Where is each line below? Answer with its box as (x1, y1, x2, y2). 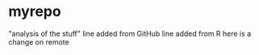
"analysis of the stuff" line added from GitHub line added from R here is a (8, 29, 252, 38)
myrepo (8, 2, 62, 21)
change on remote (8, 37, 70, 46)
